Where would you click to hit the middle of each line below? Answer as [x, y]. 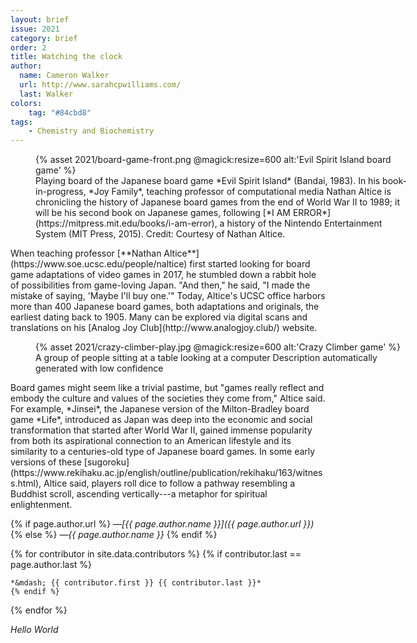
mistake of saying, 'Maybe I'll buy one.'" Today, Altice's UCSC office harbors [168, 296]
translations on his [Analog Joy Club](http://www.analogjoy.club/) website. [164, 328]
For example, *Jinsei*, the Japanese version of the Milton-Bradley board [160, 409]
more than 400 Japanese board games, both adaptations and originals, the [165, 307]
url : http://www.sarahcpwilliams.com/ [100, 85]
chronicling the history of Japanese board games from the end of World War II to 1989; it [218, 202]
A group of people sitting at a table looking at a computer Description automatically [206, 358]
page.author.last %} [51, 565]
